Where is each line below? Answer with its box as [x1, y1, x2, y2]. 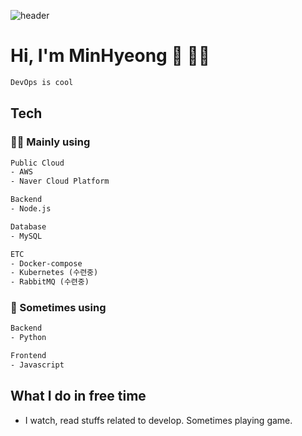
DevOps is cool [10, 77, 74, 87]
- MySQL [10, 231, 43, 241]
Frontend [10, 351, 47, 361]
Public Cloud [10, 158, 65, 168]
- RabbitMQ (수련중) [10, 277, 90, 287]
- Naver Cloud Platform [10, 176, 110, 187]
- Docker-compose [10, 258, 83, 269]
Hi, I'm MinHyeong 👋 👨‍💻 [10, 45, 211, 67]
